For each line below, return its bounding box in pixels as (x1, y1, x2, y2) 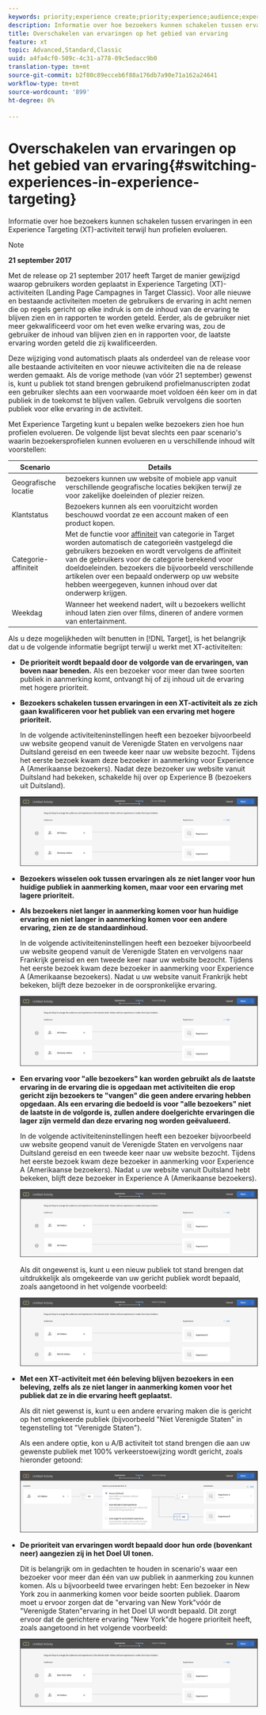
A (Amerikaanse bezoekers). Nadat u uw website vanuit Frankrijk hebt (19, 972, 248, 981)
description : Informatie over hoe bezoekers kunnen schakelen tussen (8, 21, 243, 29)
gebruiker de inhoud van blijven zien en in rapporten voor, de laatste (8, 330, 231, 340)
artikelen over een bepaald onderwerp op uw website (65, 571, 239, 581)
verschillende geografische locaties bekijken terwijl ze (65, 482, 242, 491)
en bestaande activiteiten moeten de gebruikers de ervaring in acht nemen (8, 296, 252, 306)
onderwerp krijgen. (65, 589, 128, 598)
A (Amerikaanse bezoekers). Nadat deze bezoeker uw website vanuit (19, 764, 245, 774)
